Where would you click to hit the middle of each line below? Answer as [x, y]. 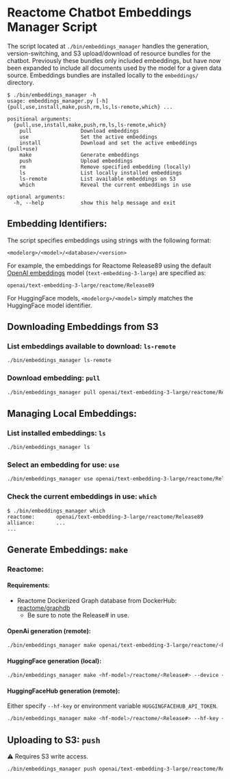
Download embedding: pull [54, 378]
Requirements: [28, 585]
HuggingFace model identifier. [50, 305]
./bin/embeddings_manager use [50, 479]
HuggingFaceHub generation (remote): [64, 691]
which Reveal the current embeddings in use [105, 185]
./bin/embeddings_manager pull [52, 392]
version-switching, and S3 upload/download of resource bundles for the [109, 53]
